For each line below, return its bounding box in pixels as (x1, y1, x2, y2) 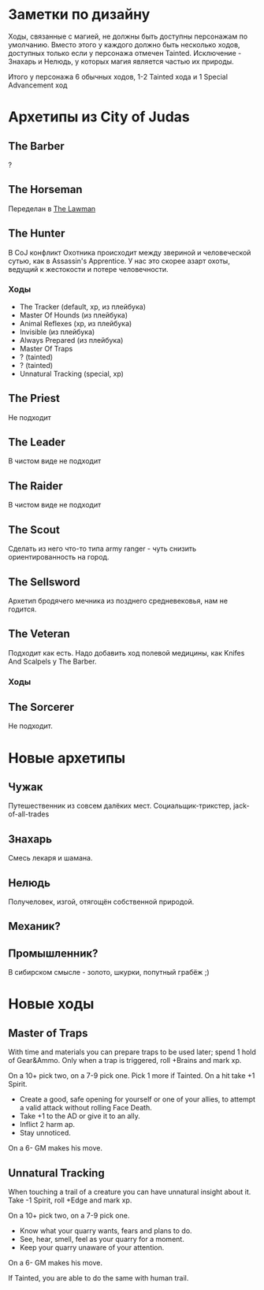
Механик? (8, 920, 61, 933)
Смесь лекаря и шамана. (8, 853, 93, 863)
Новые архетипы (8, 749, 126, 767)
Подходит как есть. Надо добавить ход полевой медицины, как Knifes (8, 648, 245, 657)
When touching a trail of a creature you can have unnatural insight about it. (8, 1188, 251, 1197)
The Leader (8, 436, 65, 449)
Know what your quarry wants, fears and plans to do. (19, 1226, 192, 1236)
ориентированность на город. (8, 552, 110, 562)
